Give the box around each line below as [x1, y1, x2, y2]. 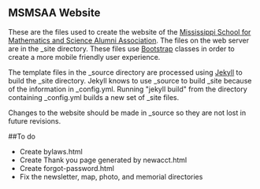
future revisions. [8, 116, 61, 125]
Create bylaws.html [19, 146, 83, 156]
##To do [8, 132, 35, 141]
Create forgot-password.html [19, 163, 114, 172]
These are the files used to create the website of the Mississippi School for [8, 27, 251, 36]
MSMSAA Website [8, 6, 101, 20]
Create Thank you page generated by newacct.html [19, 155, 188, 165]
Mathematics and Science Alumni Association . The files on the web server [8, 35, 250, 45]
